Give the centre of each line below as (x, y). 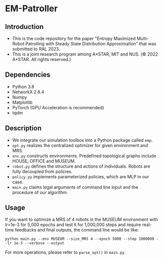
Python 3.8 (23, 87)
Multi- (143, 38)
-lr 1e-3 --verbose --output (35, 243)
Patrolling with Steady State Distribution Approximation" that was (91, 44)
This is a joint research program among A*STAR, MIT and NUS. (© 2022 (85, 54)
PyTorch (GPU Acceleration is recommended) (58, 107)
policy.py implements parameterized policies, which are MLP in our (81, 176)
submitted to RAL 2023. (36, 49)
